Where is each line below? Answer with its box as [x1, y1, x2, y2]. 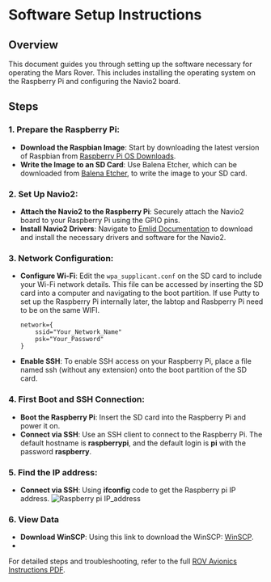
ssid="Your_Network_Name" [35, 328, 123, 336]
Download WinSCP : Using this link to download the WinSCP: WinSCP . [19, 532, 254, 542]
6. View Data [8, 513, 59, 525]
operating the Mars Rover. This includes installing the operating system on [8, 68, 256, 78]
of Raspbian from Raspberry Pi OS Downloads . [19, 151, 176, 161]
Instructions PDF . [8, 565, 66, 575]
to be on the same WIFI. [19, 306, 100, 315]
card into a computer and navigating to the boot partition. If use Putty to [19, 289, 260, 298]
